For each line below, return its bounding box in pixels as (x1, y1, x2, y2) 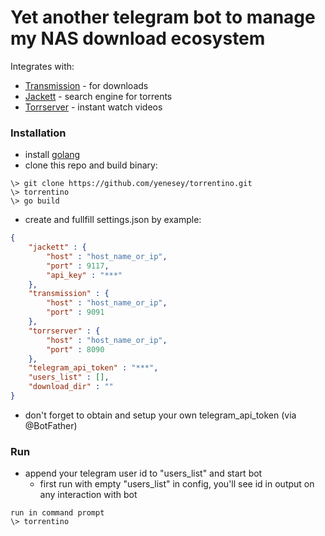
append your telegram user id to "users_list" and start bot (24, 467, 263, 480)
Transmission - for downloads (24, 79, 149, 91)
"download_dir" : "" (28, 382, 114, 392)
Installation (10, 126, 67, 140)
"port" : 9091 (46, 307, 105, 318)
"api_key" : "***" (46, 270, 123, 280)
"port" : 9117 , (46, 261, 110, 271)
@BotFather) (24, 419, 78, 431)
